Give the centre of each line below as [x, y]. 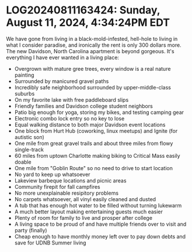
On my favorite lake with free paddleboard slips [71, 99]
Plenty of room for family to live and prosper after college [83, 218]
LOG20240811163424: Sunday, [83, 10]
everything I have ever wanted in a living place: [63, 57]
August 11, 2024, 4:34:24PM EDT [88, 23]
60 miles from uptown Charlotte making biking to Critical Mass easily [97, 156]
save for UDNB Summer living [50, 243]
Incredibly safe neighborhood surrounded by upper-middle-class [92, 87]
